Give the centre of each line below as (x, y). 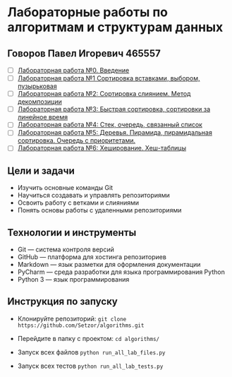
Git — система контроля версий (66, 250)
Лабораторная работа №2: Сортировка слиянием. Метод (104, 94)
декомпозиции (39, 102)
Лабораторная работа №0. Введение (73, 70)
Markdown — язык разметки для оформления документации (109, 265)
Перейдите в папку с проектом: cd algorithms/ (88, 338)
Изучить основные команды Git (65, 188)
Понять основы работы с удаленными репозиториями (99, 210)
